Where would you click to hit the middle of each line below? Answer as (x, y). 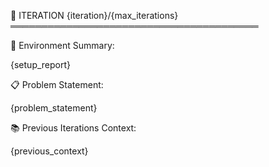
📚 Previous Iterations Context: (73, 128)
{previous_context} (49, 151)
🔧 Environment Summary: (62, 45)
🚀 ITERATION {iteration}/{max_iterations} (94, 15)
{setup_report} (41, 64)
